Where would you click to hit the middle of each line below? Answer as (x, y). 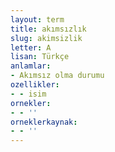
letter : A (31, 47)
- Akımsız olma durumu (57, 76)
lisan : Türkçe (40, 57)
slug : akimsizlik (46, 38)
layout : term (37, 19)
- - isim (28, 94)
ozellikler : (35, 85)
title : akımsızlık (48, 29)
